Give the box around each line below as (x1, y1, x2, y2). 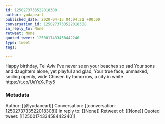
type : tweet (5, 40, 30, 45)
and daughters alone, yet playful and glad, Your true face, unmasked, (5, 68, 148, 74)
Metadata (5, 91, 29, 98)
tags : (5, 45, 17, 50)
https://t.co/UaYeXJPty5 (5, 79, 55, 85)
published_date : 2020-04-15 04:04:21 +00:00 (5, 17, 100, 22)
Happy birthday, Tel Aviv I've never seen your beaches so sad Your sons (5, 63, 155, 69)
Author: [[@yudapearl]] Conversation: (5, 102, 84, 108)
